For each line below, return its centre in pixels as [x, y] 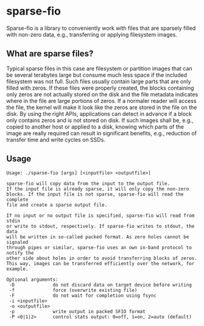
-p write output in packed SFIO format [77, 311]
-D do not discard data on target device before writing [100, 285]
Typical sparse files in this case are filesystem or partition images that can [100, 68]
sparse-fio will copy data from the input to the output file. [88, 183]
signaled [17, 242]
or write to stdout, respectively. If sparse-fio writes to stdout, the [100, 226]
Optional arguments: [33, 279]
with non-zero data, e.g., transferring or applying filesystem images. [92, 34]
